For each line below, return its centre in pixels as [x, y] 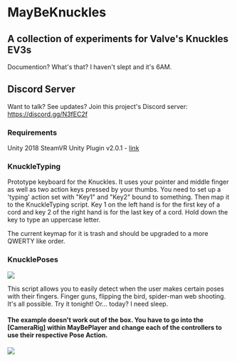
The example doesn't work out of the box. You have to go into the [106, 320]
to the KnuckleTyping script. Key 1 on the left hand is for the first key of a [114, 205]
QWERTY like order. [36, 241]
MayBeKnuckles [57, 12]
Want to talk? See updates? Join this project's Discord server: [98, 106]
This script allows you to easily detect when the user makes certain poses [116, 289]
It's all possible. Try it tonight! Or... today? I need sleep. [88, 304]
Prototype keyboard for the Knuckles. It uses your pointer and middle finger [118, 182]
